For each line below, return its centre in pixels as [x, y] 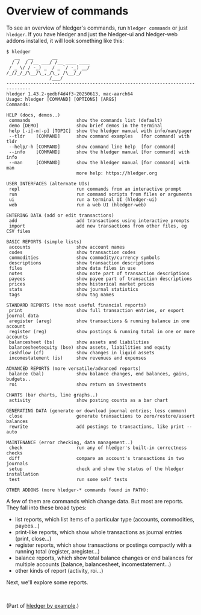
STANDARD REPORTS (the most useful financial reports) [76, 305]
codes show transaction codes [72, 252]
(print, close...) [33, 538]
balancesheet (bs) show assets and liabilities [79, 342]
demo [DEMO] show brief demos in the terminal [86, 126]
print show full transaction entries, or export [97, 310]
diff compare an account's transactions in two [97, 458]
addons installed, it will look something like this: [65, 40]
